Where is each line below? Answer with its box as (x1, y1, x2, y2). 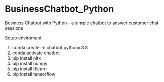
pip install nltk (12, 55, 41, 61)
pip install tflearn (12, 66, 47, 72)
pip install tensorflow (12, 71, 56, 77)
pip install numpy (12, 60, 48, 66)
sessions (5, 25, 23, 31)
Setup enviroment (5, 35, 42, 41)
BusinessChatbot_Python (5, 3, 114, 15)
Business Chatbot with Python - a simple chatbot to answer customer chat (5, 20, 159, 26)
